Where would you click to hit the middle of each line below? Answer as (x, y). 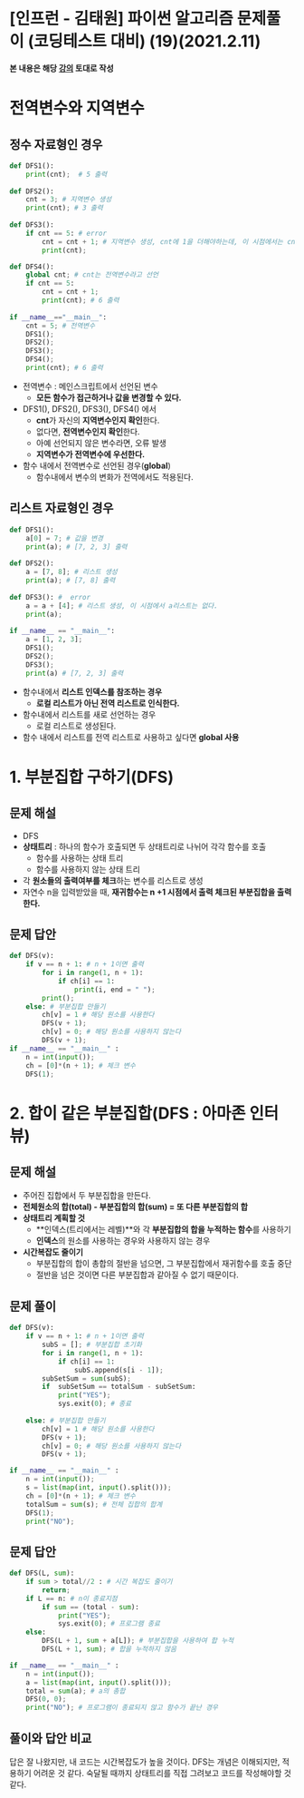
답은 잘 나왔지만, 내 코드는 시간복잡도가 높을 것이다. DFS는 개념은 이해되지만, (145, 1762)
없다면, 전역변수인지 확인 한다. (88, 431)
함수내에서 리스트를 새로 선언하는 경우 (89, 714)
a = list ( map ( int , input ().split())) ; (99, 1682)
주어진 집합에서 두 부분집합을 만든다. (86, 1196)
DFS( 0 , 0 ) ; (46, 1699)
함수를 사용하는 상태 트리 (80, 857)
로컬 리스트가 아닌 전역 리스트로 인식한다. (108, 703)
